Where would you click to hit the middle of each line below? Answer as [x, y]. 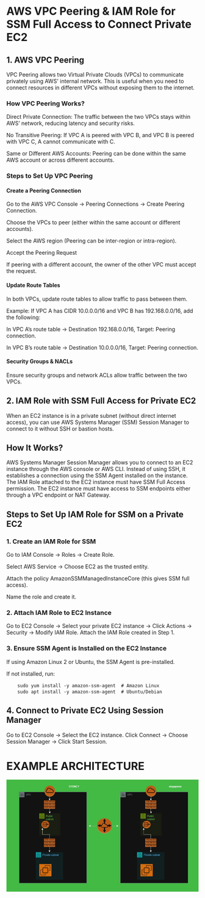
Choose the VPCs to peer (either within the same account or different [93, 222]
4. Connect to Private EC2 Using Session [85, 711]
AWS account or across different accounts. [60, 160]
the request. [22, 271]
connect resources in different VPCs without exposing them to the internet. [101, 88]
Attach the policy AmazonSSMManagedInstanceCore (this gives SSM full [98, 579]
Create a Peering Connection [44, 191]
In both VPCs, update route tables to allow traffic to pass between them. [97, 299]
